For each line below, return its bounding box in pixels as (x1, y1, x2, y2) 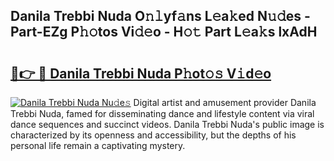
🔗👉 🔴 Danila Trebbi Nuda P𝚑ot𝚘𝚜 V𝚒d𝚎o (10, 65, 272, 82)
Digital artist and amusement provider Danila (133, 97, 317, 108)
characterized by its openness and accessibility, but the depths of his (10, 129, 297, 141)
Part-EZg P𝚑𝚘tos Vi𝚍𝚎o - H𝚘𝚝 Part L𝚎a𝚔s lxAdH (10, 24, 318, 41)
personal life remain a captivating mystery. (10, 140, 186, 151)
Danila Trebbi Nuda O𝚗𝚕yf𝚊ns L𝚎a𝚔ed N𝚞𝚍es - (10, 8, 311, 25)
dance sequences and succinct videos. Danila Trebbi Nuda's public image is (10, 119, 325, 130)
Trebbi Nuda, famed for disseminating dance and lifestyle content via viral (10, 108, 315, 119)
